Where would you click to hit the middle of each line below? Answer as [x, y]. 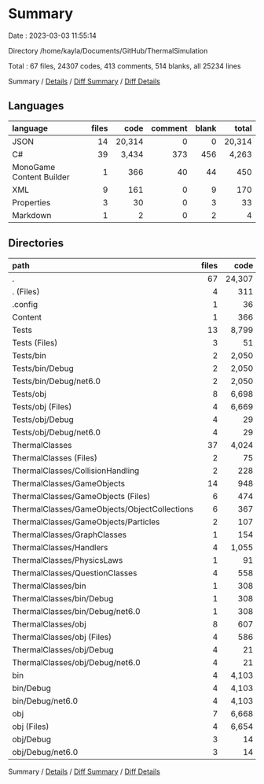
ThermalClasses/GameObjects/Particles [86, 522]
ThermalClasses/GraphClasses [70, 534]
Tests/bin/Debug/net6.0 [56, 381]
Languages [36, 106]
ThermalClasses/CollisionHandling [76, 471]
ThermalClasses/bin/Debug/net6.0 [76, 611]
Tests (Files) [35, 342]
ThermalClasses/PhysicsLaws [68, 560]
